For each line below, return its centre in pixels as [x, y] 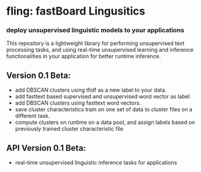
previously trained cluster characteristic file [69, 129]
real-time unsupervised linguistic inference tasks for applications [96, 163]
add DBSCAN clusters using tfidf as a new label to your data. [91, 90]
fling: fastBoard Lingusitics [76, 11]
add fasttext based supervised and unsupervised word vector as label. [103, 97]
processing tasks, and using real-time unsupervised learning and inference [100, 50]
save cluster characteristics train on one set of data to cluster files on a [104, 109]
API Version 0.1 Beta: [46, 148]
